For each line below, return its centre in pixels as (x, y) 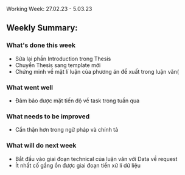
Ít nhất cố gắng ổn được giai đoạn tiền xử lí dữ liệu (78, 165)
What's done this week (41, 45)
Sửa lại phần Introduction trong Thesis (63, 59)
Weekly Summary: (42, 28)
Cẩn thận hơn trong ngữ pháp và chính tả (67, 130)
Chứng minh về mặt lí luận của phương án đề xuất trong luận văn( (97, 71)
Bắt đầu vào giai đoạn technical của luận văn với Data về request (96, 159)
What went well (30, 87)
